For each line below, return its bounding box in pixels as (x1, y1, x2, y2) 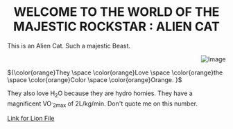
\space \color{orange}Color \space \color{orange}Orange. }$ (7, 75, 182, 83)
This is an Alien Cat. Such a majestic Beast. (7, 41, 130, 50)
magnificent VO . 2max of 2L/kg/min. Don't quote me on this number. (7, 98, 198, 109)
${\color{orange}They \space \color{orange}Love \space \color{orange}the (7, 68, 223, 77)
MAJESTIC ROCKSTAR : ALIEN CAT (13, 19, 220, 34)
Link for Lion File (7, 115, 55, 123)
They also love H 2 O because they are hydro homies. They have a (7, 89, 193, 99)
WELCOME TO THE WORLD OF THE (13, 4, 220, 20)
